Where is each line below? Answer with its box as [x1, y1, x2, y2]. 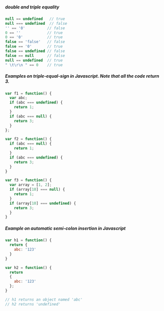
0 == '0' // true [5, 35, 63, 40]
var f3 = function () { [5, 178, 52, 183]
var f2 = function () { [5, 137, 52, 142]
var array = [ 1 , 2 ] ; [9, 182, 52, 188]
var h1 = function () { [5, 238, 52, 243]
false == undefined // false [5, 49, 65, 54]
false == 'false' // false [5, 40, 65, 45]
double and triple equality [5, 4, 60, 10]
